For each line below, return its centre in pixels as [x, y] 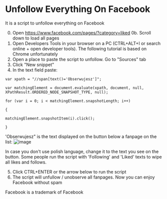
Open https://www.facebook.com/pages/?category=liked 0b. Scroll [82, 32]
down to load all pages [36, 38]
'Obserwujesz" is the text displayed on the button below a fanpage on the [81, 136]
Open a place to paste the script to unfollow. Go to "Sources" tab [79, 59]
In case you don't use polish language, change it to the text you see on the [82, 151]
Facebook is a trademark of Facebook [44, 192]
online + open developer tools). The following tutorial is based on [79, 48]
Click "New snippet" [33, 64]
